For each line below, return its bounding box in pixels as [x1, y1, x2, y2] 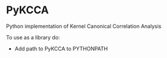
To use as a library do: [6, 34, 60, 41]
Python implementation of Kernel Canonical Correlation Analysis [6, 23, 162, 30]
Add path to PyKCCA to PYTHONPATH [14, 45, 108, 52]
